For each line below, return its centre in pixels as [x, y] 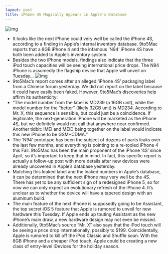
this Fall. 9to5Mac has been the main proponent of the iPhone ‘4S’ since [87, 150]
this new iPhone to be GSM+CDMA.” [50, 134]
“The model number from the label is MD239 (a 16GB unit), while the [83, 102]
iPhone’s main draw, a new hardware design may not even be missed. [84, 219]
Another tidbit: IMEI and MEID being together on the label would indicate [87, 129]
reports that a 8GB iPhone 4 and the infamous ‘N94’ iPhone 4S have [83, 49]
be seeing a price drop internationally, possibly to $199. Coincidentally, [86, 230]
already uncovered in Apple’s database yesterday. [64, 166]
